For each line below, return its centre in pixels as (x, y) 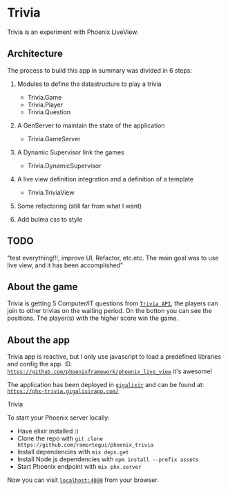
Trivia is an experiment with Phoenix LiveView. (73, 32)
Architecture (35, 54)
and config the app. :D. (40, 364)
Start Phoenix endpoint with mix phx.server (79, 467)
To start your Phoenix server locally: (59, 418)
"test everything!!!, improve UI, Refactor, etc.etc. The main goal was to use (113, 258)
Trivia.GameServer (54, 139)
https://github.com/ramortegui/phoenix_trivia (85, 445)
